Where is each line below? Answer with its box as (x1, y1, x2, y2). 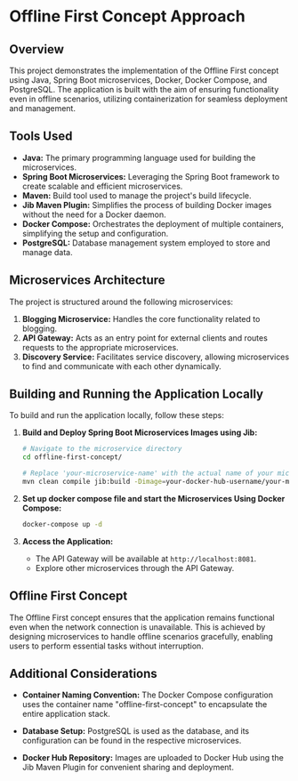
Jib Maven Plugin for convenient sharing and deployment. (21, 762, 234, 773)
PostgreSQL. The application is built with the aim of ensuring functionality (9, 85, 279, 94)
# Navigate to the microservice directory (21, 445, 182, 454)
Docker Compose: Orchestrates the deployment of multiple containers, (21, 218, 285, 229)
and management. (9, 103, 76, 113)
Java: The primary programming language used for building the (21, 152, 256, 163)
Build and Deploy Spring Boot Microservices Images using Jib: (21, 427, 258, 438)
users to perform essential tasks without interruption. (9, 640, 205, 651)
